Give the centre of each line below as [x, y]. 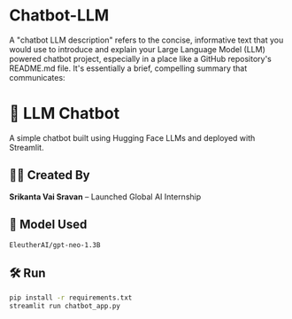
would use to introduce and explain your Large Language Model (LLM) [137, 49]
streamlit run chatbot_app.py [65, 307]
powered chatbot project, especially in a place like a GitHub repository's [140, 58]
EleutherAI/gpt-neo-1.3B [55, 245]
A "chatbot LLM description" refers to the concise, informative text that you [146, 40]
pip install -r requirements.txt [71, 298]
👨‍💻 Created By [50, 175]
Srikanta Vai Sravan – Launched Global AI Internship [105, 197]
